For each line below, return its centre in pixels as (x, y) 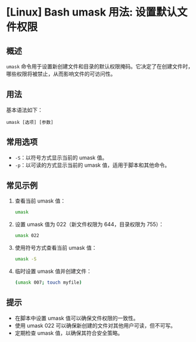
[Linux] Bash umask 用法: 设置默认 (92, 12)
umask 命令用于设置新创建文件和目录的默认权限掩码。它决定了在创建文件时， (100, 66)
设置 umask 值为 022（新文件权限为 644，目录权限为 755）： (89, 225)
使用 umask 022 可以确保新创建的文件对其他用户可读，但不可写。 (95, 325)
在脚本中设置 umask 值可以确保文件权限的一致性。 (77, 318)
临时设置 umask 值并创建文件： (53, 271)
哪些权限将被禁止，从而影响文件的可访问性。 (61, 74)
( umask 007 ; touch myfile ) (48, 283)
